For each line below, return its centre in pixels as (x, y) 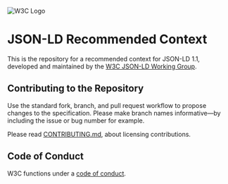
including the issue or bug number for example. (76, 121)
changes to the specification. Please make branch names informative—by (114, 113)
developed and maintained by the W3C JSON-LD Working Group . (102, 66)
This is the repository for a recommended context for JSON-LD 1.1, (104, 59)
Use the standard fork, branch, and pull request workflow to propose (107, 105)
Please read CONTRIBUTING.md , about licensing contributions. (99, 134)
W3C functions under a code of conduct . (67, 173)
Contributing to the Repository (76, 88)
